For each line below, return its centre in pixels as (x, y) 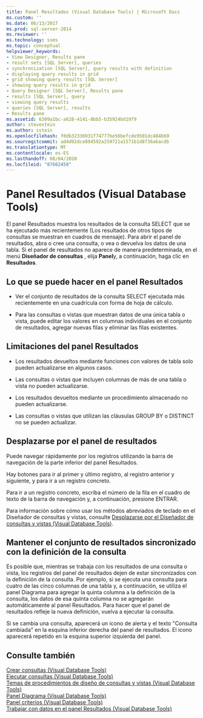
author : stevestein (31, 125)
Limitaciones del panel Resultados (72, 347)
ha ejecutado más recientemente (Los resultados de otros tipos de (89, 231)
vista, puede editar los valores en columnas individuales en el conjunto (103, 321)
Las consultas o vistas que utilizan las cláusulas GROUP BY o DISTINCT (105, 416)
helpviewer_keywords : (34, 52)
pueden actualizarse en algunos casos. (64, 367)
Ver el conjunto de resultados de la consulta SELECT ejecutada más (100, 296)
